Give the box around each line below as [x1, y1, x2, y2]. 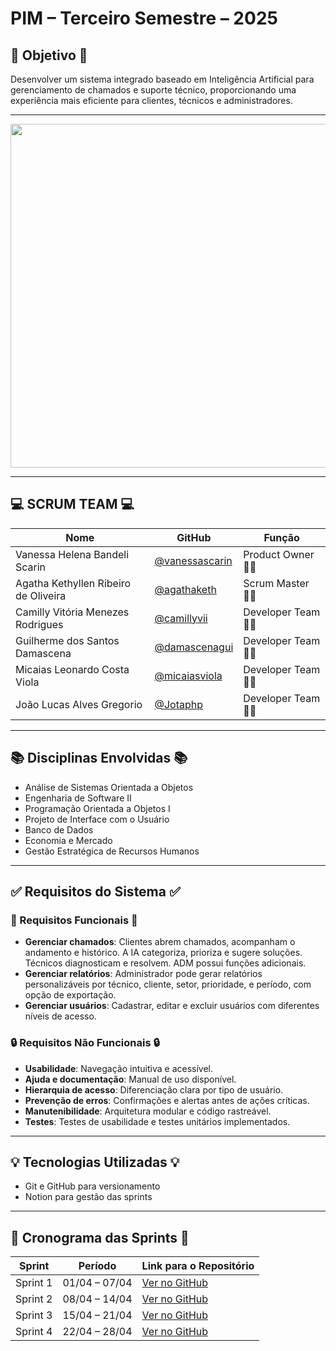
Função [263, 530, 300, 544]
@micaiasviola [154, 668, 223, 682]
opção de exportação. [24, 989, 117, 1001]
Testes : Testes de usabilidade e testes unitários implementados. [24, 1115, 291, 1127]
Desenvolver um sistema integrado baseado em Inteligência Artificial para [10, 73, 315, 85]
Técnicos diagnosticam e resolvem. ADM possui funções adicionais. [24, 957, 307, 969]
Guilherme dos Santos [15, 633, 120, 647]
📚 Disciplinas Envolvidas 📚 [10, 750, 188, 767]
